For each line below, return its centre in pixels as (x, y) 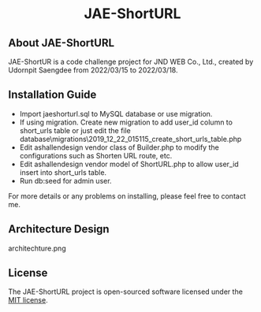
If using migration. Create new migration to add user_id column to (126, 122)
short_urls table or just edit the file (75, 130)
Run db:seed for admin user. (65, 180)
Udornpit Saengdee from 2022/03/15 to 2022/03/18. (93, 70)
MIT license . (28, 300)
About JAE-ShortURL (62, 43)
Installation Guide (52, 95)
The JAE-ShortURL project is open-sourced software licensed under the (125, 292)
